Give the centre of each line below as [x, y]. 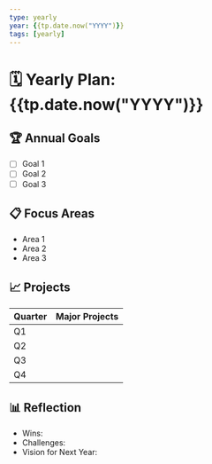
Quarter [30, 317]
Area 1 [34, 240]
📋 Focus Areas [52, 213]
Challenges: [44, 443]
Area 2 [34, 248]
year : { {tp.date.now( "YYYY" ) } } [67, 26]
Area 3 [34, 258]
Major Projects [87, 317]
